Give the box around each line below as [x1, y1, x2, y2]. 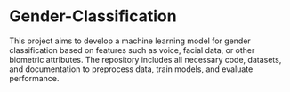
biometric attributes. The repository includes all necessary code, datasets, [9, 54, 282, 65]
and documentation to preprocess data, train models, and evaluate [9, 64, 254, 74]
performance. [9, 73, 60, 83]
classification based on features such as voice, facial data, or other [9, 44, 255, 55]
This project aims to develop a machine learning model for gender [9, 35, 251, 46]
